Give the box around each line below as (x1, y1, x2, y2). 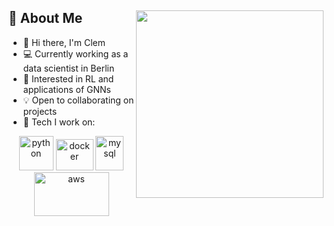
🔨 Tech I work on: (22, 116, 96, 128)
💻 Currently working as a (22, 47, 129, 60)
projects (22, 105, 58, 117)
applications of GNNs (22, 83, 111, 95)
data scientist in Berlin (22, 62, 115, 74)
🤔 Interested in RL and (22, 72, 115, 85)
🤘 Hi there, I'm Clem (22, 36, 106, 48)
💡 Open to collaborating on (22, 94, 135, 106)
